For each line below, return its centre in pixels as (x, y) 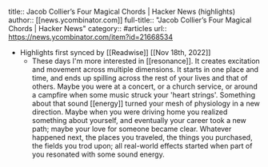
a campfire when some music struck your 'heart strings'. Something (144, 95)
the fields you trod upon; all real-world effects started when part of (142, 146)
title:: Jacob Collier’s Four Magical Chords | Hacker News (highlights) (122, 12)
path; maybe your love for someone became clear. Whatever (132, 129)
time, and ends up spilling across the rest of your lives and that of (140, 78)
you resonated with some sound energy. (98, 154)
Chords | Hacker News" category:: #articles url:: (88, 28)
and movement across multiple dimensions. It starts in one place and (145, 70)
